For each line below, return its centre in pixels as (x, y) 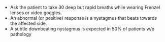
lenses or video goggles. (36, 13)
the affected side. (28, 23)
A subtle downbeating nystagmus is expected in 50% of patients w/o (82, 29)
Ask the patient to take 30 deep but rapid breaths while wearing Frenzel (85, 7)
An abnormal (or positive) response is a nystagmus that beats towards (84, 18)
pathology (21, 34)
